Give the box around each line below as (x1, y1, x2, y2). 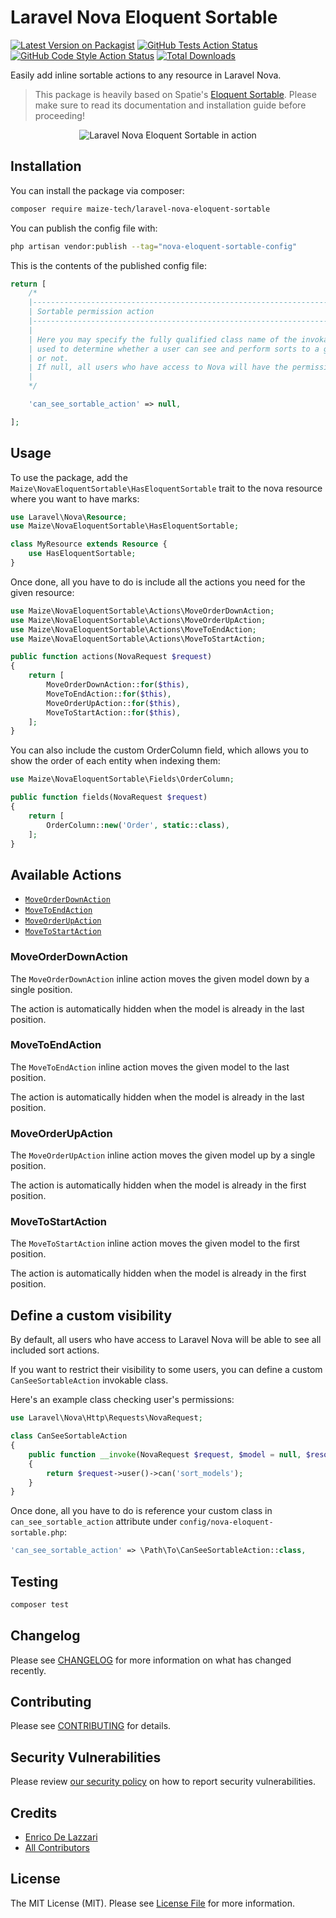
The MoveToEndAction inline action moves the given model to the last (10, 1061, 290, 1073)
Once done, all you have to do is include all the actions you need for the (10, 576, 306, 588)
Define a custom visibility (10, 1307, 173, 1324)
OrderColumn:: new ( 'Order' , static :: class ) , (46, 820, 230, 830)
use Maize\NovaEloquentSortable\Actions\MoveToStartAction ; (10, 634, 267, 644)
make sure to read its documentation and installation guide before (34, 99, 307, 111)
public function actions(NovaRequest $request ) (10, 652, 213, 662)
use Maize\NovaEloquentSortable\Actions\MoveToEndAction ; (10, 624, 257, 635)
